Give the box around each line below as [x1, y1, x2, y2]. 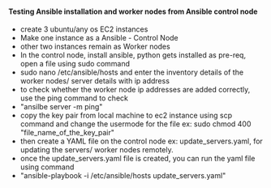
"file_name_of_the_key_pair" [19, 128, 115, 138]
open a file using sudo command [19, 59, 131, 69]
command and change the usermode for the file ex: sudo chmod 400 [19, 119, 252, 129]
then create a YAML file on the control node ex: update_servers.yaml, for [19, 136, 264, 146]
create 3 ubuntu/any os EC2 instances [19, 24, 148, 34]
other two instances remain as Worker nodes [19, 41, 170, 52]
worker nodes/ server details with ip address [19, 76, 170, 86]
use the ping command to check [19, 93, 128, 103]
